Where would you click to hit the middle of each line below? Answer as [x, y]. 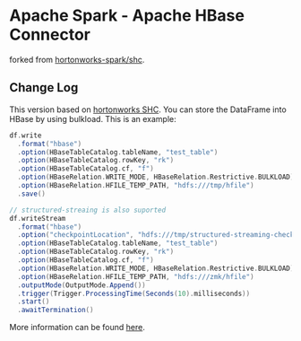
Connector [50, 35]
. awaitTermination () [56, 310]
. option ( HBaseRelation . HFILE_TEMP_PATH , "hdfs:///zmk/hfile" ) [136, 276]
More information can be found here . [77, 328]
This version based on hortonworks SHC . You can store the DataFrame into [148, 109]
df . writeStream [38, 218]
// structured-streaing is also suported [88, 210]
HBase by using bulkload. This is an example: [93, 118]
